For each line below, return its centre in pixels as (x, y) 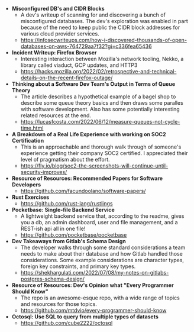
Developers (26, 185)
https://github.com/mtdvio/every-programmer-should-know (93, 310)
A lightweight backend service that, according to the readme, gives (102, 216)
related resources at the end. (56, 115)
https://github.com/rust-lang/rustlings (67, 203)
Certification (28, 141)
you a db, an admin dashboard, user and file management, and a (99, 222)
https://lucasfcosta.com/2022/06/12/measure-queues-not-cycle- (100, 122)
